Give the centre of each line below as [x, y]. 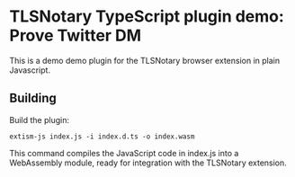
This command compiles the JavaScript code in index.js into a [124, 153]
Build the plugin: [40, 119]
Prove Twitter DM [76, 35]
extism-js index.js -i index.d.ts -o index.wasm [102, 137]
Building [33, 98]
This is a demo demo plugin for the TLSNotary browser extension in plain [145, 60]
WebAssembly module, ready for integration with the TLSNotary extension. [148, 163]
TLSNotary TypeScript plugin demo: [147, 17]
